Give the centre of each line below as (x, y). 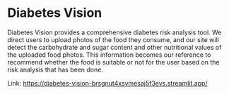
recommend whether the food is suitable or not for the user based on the (113, 62)
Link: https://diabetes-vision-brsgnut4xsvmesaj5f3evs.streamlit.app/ (107, 83)
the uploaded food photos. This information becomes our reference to (109, 55)
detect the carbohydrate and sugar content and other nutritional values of (114, 47)
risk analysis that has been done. (55, 69)
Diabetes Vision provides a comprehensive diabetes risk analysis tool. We (114, 32)
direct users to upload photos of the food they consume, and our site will (113, 39)
